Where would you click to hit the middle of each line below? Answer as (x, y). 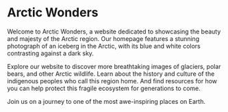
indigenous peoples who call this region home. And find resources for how (112, 81)
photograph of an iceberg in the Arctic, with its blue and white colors (104, 46)
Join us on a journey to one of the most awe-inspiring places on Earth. (106, 101)
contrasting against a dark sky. (51, 53)
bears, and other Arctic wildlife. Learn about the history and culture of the (111, 74)
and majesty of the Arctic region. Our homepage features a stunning (103, 38)
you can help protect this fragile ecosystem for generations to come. (104, 88)
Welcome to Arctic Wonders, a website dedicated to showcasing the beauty (114, 31)
